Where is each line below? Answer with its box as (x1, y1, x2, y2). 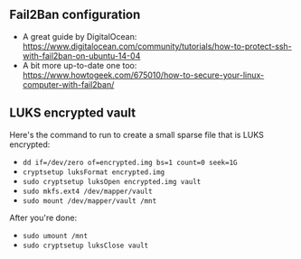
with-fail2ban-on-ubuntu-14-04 (22, 50, 141, 61)
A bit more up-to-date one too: (22, 60, 137, 70)
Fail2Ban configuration (9, 7, 141, 23)
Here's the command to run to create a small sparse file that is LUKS (9, 129, 265, 140)
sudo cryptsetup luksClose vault (22, 241, 149, 250)
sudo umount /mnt (22, 231, 89, 240)
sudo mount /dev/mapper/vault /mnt (22, 196, 157, 206)
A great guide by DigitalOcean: (22, 31, 137, 42)
